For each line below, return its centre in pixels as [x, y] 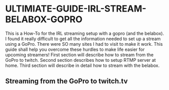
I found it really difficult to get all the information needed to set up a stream [83, 39]
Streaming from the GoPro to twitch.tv [67, 81]
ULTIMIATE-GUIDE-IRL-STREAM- [76, 9]
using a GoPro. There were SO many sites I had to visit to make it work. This [84, 44]
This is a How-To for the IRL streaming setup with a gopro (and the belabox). [85, 33]
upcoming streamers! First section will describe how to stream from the [79, 55]
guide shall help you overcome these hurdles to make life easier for [75, 49]
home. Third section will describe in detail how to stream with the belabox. [82, 65]
